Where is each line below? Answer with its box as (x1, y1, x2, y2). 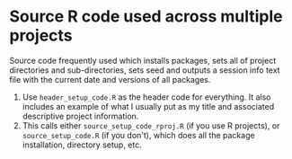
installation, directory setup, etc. (22, 139, 142, 150)
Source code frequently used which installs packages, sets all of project (9, 55, 277, 66)
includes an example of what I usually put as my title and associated (22, 101, 275, 111)
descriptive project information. (22, 110, 139, 121)
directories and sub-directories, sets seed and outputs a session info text (9, 65, 280, 75)
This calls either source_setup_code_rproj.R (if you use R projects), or (22, 119, 280, 131)
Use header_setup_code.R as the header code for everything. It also (22, 92, 271, 102)
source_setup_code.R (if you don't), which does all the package (22, 129, 255, 140)
